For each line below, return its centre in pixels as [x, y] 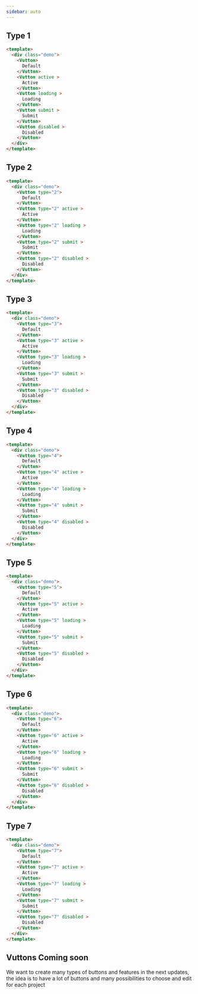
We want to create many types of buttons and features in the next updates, [98, 972]
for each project [26, 984]
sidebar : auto [24, 12]
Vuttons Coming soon [47, 958]
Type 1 [18, 36]
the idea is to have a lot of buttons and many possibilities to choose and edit [99, 978]
